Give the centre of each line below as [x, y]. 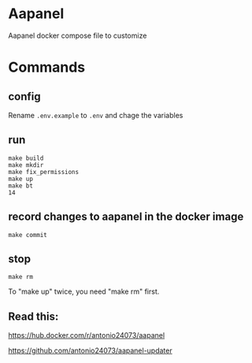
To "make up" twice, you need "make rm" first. [84, 291]
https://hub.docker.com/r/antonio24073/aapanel [87, 335]
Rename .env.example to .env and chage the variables [96, 115]
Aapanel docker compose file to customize [78, 35]
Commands [47, 67]
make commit [28, 235]
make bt [21, 186]
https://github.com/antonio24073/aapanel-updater [90, 350]
